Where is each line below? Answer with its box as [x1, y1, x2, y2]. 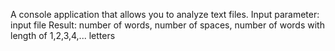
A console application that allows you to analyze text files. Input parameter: [10, 9, 320, 20]
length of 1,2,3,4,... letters [10, 30, 116, 41]
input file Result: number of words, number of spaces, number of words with [10, 19, 325, 31]
